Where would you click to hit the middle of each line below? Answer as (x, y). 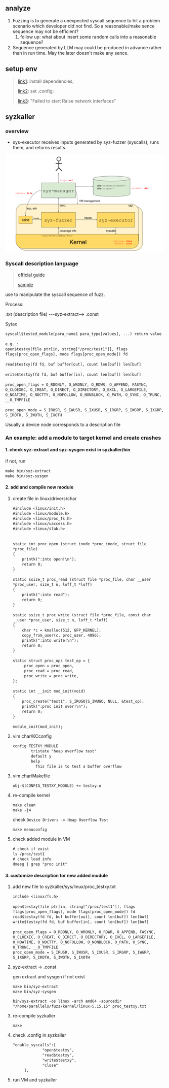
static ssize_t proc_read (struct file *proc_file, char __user (82, 580)
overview (17, 131)
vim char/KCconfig (32, 736)
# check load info (32, 859)
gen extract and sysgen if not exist (49, 977)
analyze (18, 8)
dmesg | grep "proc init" (40, 864)
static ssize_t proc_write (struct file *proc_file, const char (82, 615)
